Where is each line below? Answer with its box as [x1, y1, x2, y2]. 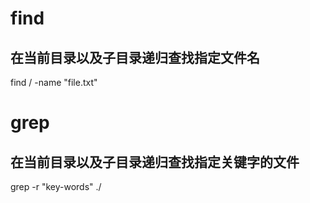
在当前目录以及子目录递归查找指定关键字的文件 [10, 153, 300, 171]
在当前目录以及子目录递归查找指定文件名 [10, 49, 260, 66]
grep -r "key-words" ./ [10, 181, 102, 192]
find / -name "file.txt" [10, 77, 98, 88]
